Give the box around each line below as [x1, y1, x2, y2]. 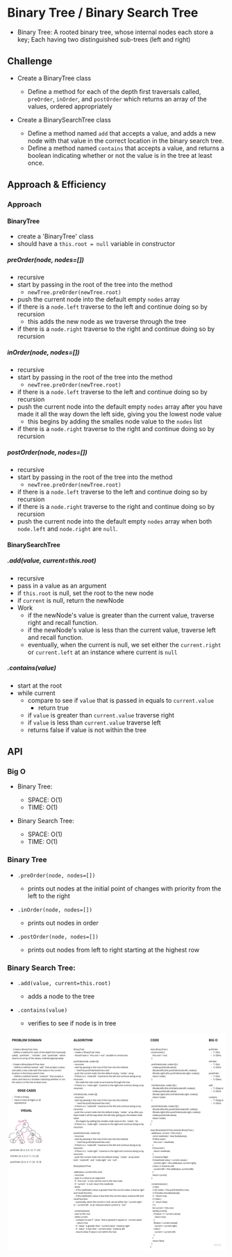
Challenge [7, 56, 53, 67]
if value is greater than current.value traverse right [27, 711, 175, 719]
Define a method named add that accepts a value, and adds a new [27, 129, 217, 137]
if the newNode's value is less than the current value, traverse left [27, 626, 217, 634]
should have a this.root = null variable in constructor [17, 240, 176, 248]
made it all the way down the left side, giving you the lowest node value [17, 410, 222, 419]
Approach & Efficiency [7, 179, 106, 190]
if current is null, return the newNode [17, 596, 124, 604]
